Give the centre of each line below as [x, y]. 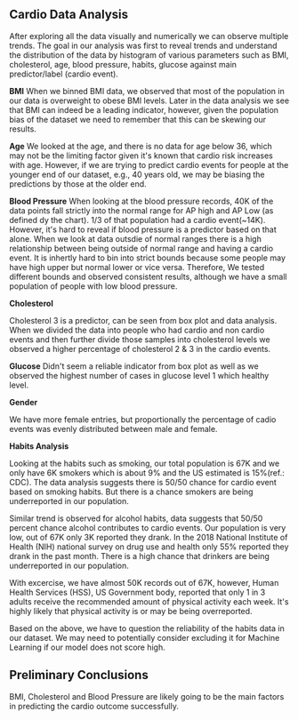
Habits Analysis [39, 446]
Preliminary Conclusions [79, 675]
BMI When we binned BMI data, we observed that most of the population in [147, 91]
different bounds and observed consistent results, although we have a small [148, 276]
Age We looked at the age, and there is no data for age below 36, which [141, 146]
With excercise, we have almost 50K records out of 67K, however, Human [144, 582]
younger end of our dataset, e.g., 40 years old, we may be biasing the [137, 174]
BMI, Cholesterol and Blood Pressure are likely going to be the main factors [147, 696]
